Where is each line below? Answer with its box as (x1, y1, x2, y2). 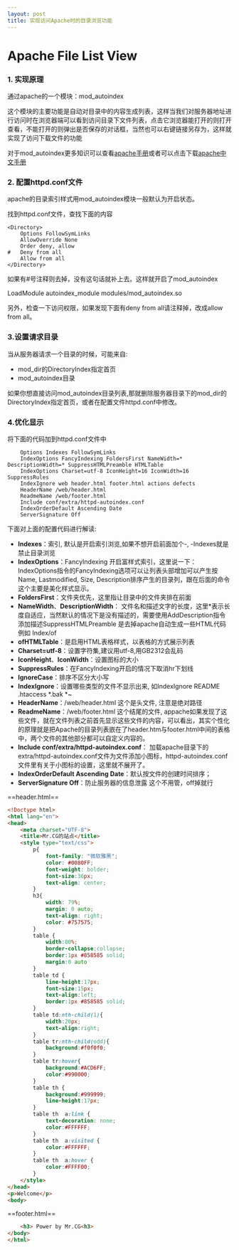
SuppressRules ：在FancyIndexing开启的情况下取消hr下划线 (17, 664, 194, 672)
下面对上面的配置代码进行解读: (7, 524, 97, 533)
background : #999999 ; (45, 1091, 107, 1098)
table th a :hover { (33, 1157, 94, 1164)
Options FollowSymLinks (20, 231, 91, 238)
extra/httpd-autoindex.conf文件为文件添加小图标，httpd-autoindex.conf (17, 751, 228, 760)
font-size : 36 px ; (45, 872, 94, 879)
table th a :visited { (33, 1137, 100, 1144)
